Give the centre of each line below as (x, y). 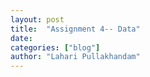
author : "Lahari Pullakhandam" (75, 57)
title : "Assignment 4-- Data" (75, 29)
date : (21, 38)
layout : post (37, 19)
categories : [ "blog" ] (55, 47)
